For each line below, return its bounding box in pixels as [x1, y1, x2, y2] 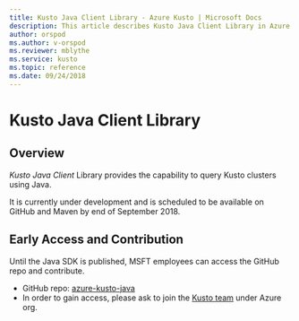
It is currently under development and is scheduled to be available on [9, 196, 264, 207]
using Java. [9, 178, 52, 189]
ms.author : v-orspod [9, 38, 87, 48]
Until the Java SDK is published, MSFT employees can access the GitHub [9, 256, 280, 266]
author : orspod [9, 30, 66, 39]
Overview [9, 145, 65, 161]
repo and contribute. [9, 265, 85, 276]
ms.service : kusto [9, 55, 78, 64]
